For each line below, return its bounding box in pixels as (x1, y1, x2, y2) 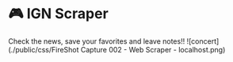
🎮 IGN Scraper (8, 5, 109, 23)
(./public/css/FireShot (8, 45, 79, 54)
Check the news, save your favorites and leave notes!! (8, 36, 185, 46)
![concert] (186, 36, 220, 46)
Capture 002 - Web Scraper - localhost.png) (80, 45, 226, 54)
